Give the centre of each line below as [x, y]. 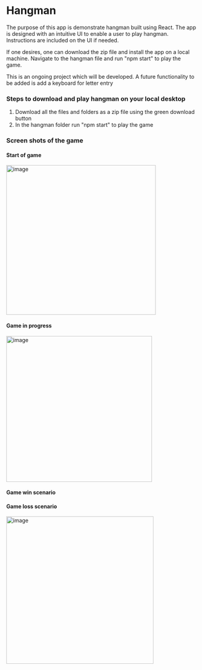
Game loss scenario [32, 506]
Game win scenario [31, 492]
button [23, 118]
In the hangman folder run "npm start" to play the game [84, 125]
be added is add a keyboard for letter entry [60, 83]
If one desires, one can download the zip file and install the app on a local [98, 52]
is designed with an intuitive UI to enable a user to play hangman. [87, 33]
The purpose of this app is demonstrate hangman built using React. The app [101, 27]
